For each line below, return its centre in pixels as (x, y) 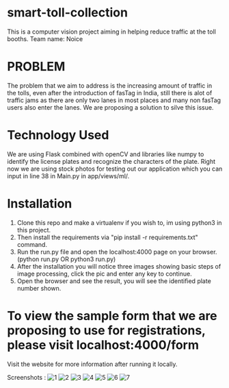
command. (32, 244)
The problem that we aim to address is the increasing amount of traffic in (110, 85)
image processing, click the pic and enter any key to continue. (105, 274)
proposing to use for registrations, (106, 330)
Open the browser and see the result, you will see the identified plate (114, 281)
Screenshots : (27, 377)
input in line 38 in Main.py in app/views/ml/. (68, 175)
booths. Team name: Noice (45, 38)
